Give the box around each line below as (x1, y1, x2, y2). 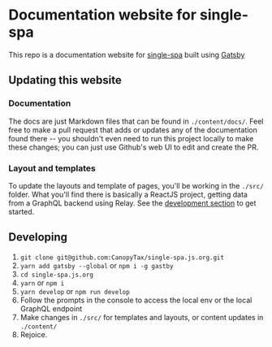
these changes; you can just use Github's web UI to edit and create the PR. (8, 142, 259, 152)
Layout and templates (8, 163, 96, 174)
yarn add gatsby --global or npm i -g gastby (19, 260, 174, 270)
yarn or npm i (19, 278, 65, 288)
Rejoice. (19, 329, 48, 339)
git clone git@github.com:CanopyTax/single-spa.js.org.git (19, 254, 225, 262)
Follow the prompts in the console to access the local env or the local (19, 295, 253, 305)
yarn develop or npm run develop (19, 286, 130, 296)
